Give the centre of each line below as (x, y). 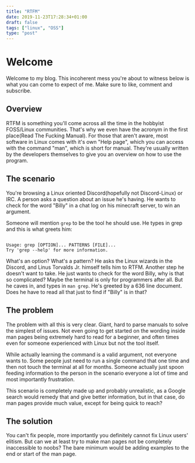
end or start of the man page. (41, 454)
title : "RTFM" (23, 11)
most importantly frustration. (40, 379)
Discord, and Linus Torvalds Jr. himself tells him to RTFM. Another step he (95, 267)
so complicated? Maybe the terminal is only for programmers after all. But (95, 279)
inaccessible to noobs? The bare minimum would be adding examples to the (97, 448)
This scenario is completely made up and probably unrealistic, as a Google (96, 391)
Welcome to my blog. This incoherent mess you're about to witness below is (98, 78)
